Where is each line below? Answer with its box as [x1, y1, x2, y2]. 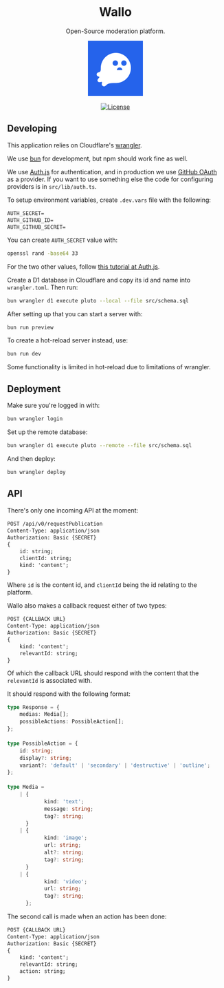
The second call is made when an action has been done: [7, 912, 167, 920]
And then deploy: [7, 454, 56, 462]
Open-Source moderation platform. [65, 27, 166, 35]
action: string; [19, 968, 67, 975]
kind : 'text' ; [43, 798, 85, 805]
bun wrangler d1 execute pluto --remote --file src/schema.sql [7, 442, 192, 449]
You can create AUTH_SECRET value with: [7, 236, 118, 244]
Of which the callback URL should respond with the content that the [7, 669, 199, 677]
